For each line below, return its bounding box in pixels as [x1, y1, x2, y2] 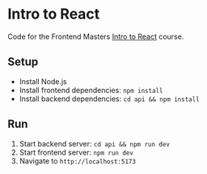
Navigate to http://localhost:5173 [19, 155, 137, 166]
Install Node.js [19, 76, 67, 86]
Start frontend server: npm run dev [19, 147, 134, 157]
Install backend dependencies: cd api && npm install [19, 94, 200, 104]
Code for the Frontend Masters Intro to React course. [7, 32, 184, 41]
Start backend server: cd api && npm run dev [19, 138, 171, 148]
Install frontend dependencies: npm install [19, 85, 163, 95]
